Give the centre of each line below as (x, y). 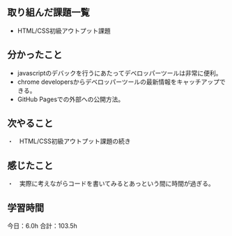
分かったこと (35, 55)
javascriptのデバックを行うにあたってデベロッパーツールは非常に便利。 (119, 73)
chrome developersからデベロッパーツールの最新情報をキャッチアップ (118, 82)
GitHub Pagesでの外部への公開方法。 (71, 99)
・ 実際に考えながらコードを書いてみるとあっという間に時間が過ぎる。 (111, 184)
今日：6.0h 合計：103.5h (42, 226)
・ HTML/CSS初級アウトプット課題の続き (69, 141)
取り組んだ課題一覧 (48, 13)
